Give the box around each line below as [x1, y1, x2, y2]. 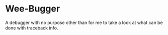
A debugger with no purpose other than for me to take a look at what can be [5, 19, 163, 25]
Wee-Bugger [5, 3, 60, 14]
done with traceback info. [5, 24, 58, 30]
